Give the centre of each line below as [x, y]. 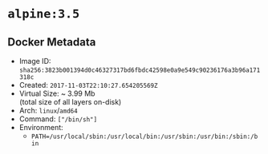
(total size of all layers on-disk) [70, 102]
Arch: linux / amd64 [48, 111]
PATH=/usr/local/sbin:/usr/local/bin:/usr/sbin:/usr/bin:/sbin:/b [144, 136]
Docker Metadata [52, 42]
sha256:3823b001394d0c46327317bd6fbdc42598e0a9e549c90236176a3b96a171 [140, 70]
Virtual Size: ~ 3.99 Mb [57, 93]
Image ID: [35, 61]
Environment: [41, 127]
